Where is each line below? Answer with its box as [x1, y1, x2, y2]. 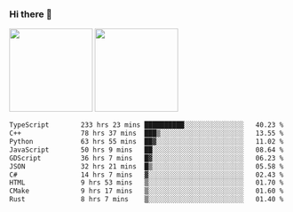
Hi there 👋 [9, 8, 53, 20]
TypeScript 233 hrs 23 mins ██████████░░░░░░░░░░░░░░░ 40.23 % [9, 121, 284, 130]
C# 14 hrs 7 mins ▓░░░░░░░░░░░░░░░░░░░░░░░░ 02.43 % [9, 170, 284, 179]
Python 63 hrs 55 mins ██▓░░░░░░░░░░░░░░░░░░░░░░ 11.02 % [9, 137, 284, 146]
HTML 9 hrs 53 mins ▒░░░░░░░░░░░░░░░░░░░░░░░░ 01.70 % [9, 178, 284, 187]
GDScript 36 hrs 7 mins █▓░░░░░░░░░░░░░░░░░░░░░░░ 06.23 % [9, 153, 284, 162]
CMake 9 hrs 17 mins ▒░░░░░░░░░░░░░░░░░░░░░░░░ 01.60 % [9, 186, 284, 196]
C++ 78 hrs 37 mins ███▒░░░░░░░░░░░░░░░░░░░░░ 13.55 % [9, 129, 284, 138]
